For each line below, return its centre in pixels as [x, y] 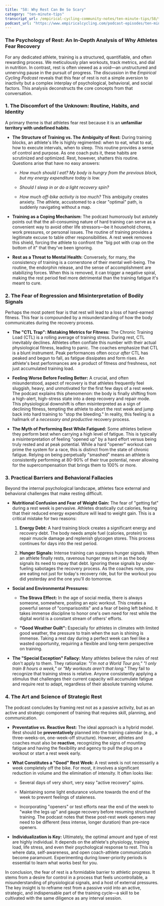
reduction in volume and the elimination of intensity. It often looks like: [82, 773]
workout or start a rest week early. [47, 753]
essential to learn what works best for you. [55, 863]
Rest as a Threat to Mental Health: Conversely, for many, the [74, 257]
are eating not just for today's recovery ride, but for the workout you [88, 574]
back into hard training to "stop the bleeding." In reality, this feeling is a [83, 414]
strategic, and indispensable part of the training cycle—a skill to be [72, 893]
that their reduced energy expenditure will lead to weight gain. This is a [83, 513]
